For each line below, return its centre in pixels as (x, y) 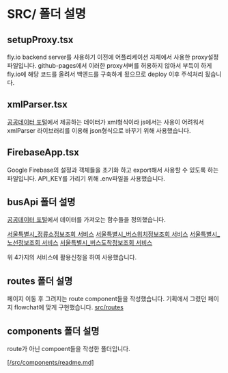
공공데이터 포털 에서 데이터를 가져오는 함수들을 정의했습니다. (86, 220)
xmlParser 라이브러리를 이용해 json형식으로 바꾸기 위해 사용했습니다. (99, 130)
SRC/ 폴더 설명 (47, 14)
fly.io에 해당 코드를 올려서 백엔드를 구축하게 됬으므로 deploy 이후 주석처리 (105, 74)
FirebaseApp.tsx (43, 152)
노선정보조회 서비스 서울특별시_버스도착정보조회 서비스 (80, 243)
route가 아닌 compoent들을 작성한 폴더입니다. (69, 349)
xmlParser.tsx (38, 104)
